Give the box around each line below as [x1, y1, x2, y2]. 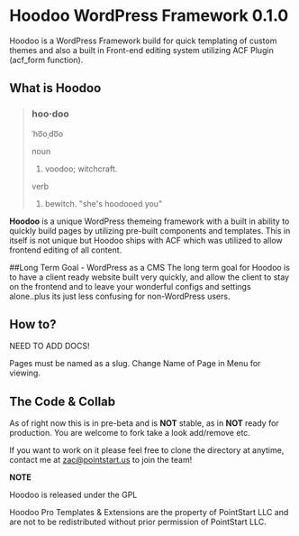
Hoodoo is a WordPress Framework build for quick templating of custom [9, 35, 277, 46]
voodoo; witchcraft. [44, 163, 118, 174]
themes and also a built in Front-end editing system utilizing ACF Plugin [9, 44, 275, 55]
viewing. [9, 367, 41, 379]
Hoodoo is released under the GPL [9, 489, 138, 501]
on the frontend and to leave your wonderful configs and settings [9, 281, 251, 291]
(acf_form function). [9, 54, 84, 65]
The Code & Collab [9, 393, 116, 409]
